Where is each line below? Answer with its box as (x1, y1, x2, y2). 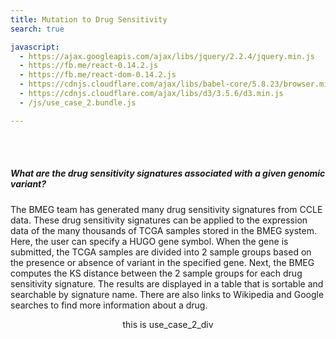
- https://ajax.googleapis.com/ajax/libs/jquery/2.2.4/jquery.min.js (19, 51, 315, 61)
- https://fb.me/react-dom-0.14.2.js (19, 70, 177, 80)
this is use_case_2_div (122, 318, 214, 330)
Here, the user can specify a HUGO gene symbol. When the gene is (10, 235, 289, 247)
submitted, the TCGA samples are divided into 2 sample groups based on (10, 246, 312, 258)
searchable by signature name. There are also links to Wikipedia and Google (10, 288, 325, 300)
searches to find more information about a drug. (10, 299, 208, 311)
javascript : (10, 42, 60, 52)
